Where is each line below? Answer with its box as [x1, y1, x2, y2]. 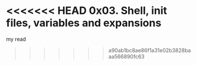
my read [6, 35, 26, 42]
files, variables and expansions [6, 16, 162, 30]
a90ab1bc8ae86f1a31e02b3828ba [108, 46, 191, 53]
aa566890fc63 [108, 53, 145, 60]
